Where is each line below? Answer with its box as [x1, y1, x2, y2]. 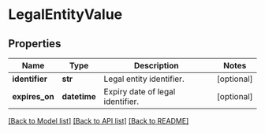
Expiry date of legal [103, 87, 176, 97]
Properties [8, 37, 62, 50]
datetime [62, 91, 96, 102]
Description [133, 61, 179, 71]
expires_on [12, 91, 54, 102]
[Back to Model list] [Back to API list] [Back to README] [8, 116, 189, 125]
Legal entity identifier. [103, 73, 185, 84]
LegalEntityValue [8, 6, 123, 24]
